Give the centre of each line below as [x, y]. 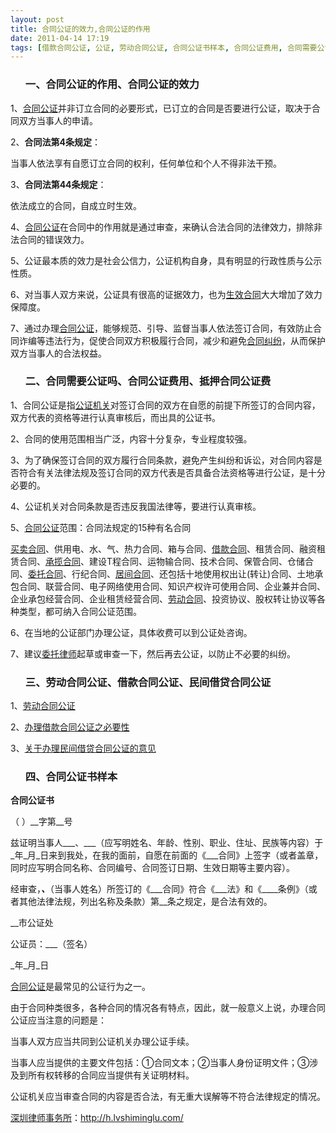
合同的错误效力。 [54, 239]
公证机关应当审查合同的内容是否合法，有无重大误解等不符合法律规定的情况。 [168, 1097]
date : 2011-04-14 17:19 [60, 38]
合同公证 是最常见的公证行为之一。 [80, 987]
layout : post [37, 19]
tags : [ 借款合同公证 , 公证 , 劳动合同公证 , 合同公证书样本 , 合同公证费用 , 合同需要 [164, 47]
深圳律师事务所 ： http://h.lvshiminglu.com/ [97, 1118]
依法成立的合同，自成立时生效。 [76, 205]
